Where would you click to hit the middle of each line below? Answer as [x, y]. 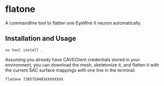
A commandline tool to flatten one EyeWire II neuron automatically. [74, 23]
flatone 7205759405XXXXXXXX [34, 79]
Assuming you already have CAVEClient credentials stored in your [73, 59]
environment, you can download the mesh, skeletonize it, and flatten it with [82, 65]
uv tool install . [24, 50]
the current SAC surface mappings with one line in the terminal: [70, 70]
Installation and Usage [41, 39]
